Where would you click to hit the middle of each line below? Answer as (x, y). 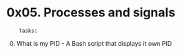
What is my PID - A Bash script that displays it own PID (94, 43)
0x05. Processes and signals (91, 13)
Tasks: (28, 31)
